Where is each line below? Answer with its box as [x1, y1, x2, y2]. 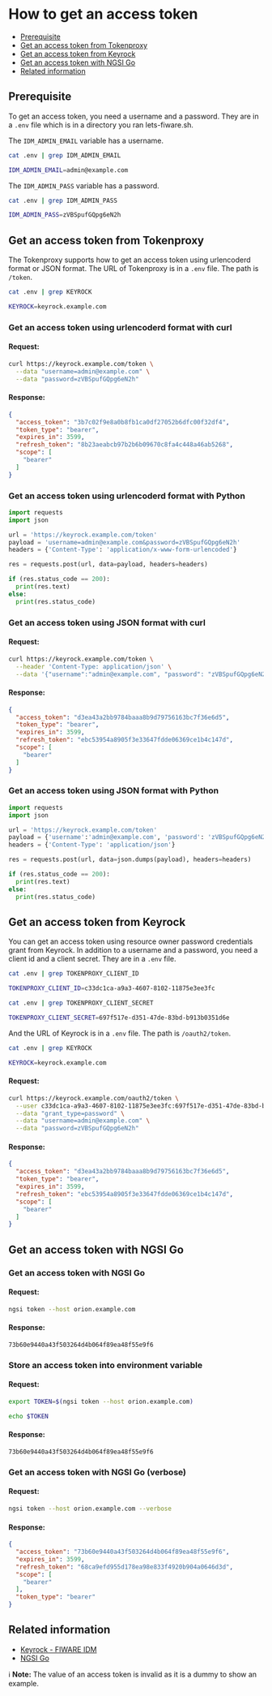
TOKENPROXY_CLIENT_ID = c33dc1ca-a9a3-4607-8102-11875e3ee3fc [8, 984, 216, 992]
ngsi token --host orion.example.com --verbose [8, 1504, 172, 1513]
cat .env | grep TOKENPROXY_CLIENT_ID [8, 970, 139, 978]
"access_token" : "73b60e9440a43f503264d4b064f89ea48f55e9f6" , [15, 1547, 230, 1556]
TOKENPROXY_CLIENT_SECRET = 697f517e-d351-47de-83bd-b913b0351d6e [8, 1014, 230, 1022]
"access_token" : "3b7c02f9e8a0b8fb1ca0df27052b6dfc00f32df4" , [15, 418, 230, 426]
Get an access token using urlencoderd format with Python [8, 490, 245, 501]
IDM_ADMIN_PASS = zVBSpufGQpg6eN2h [8, 211, 121, 219]
